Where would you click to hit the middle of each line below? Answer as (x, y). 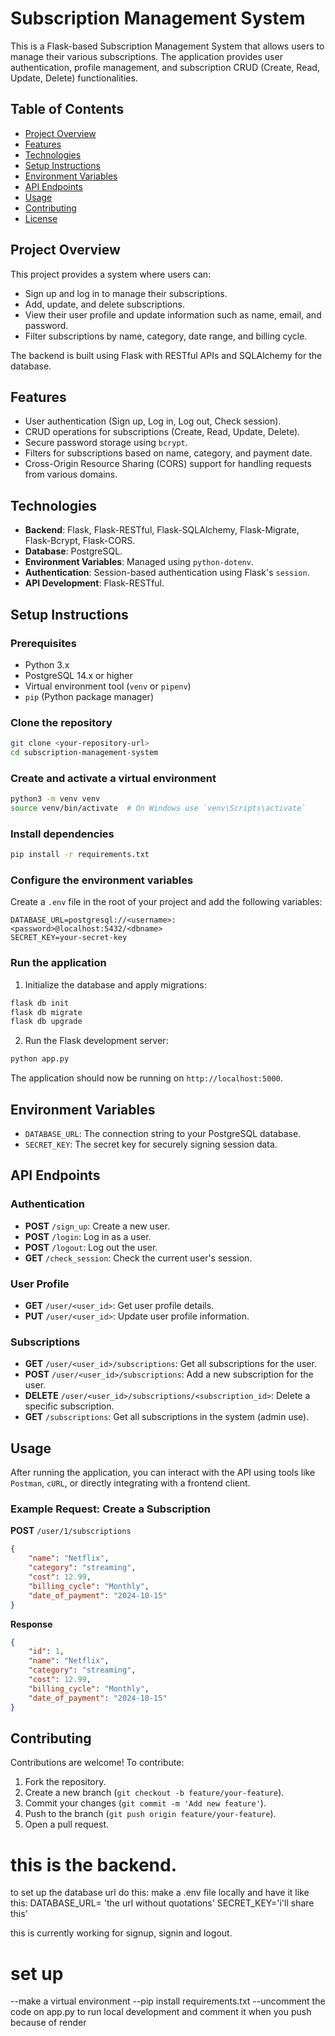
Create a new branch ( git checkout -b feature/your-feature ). (154, 1793)
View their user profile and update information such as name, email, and (173, 314)
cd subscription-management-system (84, 753)
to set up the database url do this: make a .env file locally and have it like (160, 1893)
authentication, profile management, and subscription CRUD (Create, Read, (165, 67)
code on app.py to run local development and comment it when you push (161, 2012)
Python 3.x (47, 664)
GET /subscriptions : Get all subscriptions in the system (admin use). (167, 1417)
